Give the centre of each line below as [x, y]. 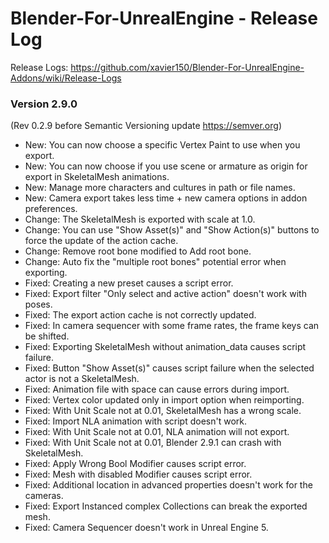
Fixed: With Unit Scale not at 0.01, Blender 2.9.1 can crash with [153, 443]
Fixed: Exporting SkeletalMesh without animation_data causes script [165, 347]
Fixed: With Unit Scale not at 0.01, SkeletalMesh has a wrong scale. [163, 411]
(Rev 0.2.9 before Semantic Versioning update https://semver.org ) [146, 126]
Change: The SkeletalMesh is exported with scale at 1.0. [140, 219]
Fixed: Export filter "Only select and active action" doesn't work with [165, 294]
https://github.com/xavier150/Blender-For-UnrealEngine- [187, 67]
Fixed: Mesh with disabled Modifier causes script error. [138, 474]
